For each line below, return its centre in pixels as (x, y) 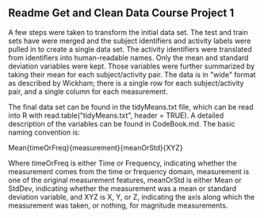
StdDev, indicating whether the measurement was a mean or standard (122, 188)
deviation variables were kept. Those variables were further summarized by (132, 66)
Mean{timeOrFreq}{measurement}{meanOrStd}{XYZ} (96, 147)
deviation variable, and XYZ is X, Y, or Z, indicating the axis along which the (132, 197)
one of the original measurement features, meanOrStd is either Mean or (125, 180)
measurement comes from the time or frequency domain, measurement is (129, 171)
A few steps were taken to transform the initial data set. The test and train (128, 32)
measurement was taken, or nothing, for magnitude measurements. (118, 205)
